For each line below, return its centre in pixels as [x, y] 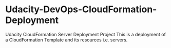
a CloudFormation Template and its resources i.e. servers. [66, 40]
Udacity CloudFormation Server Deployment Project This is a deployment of [85, 34]
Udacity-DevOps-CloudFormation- [81, 9]
